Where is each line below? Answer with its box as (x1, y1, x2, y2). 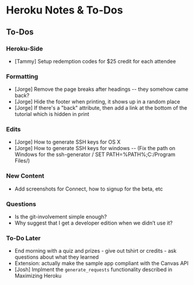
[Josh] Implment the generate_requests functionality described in (14, 266, 173, 273)
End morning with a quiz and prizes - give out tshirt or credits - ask (14, 247, 177, 255)
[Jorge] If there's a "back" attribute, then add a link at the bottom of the (14, 104, 188, 111)
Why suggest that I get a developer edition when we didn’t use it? (14, 219, 173, 226)
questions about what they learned (14, 253, 99, 261)
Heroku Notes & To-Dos (6, 4, 123, 17)
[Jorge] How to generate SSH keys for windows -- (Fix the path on (14, 145, 176, 152)
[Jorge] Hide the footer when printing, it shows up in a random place (14, 98, 181, 106)
